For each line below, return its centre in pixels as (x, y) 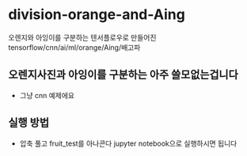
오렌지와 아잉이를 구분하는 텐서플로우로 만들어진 (82, 37)
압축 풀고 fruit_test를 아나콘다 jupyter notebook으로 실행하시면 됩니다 (128, 143)
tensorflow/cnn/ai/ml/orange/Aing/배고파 (74, 47)
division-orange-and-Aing (97, 15)
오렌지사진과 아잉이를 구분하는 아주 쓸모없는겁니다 (123, 75)
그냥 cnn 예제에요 (47, 95)
